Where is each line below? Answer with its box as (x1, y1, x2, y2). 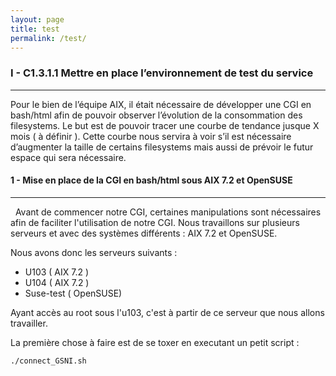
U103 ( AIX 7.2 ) (24, 266, 90, 278)
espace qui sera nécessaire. (10, 151, 127, 163)
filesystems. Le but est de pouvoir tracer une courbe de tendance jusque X (10, 119, 320, 131)
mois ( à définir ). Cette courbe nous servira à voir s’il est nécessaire (10, 130, 292, 142)
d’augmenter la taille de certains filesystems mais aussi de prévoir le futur (10, 141, 314, 153)
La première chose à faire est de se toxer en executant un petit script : (10, 336, 300, 348)
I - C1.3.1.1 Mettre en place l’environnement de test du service (10, 66, 314, 80)
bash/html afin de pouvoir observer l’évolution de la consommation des (10, 109, 303, 121)
